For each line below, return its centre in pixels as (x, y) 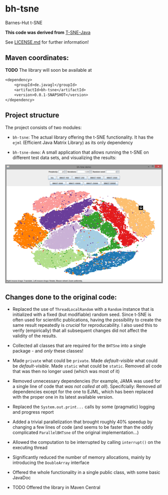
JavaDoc (21, 478)
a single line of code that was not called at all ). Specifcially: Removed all (87, 387)
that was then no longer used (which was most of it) (66, 372)
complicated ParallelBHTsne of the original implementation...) (75, 433)
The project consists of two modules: (43, 127)
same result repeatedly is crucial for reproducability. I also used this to (85, 325)
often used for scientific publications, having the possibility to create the (87, 320)
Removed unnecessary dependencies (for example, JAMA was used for (86, 381)
